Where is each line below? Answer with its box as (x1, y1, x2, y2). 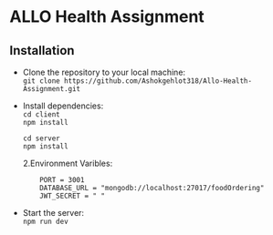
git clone (22, 77, 61, 86)
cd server (22, 134, 61, 143)
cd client (22, 110, 61, 119)
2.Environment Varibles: (22, 158, 113, 169)
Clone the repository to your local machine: (22, 66, 185, 77)
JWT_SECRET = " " (39, 191, 105, 200)
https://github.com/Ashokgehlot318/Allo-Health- (63, 77, 253, 86)
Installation (9, 43, 75, 58)
